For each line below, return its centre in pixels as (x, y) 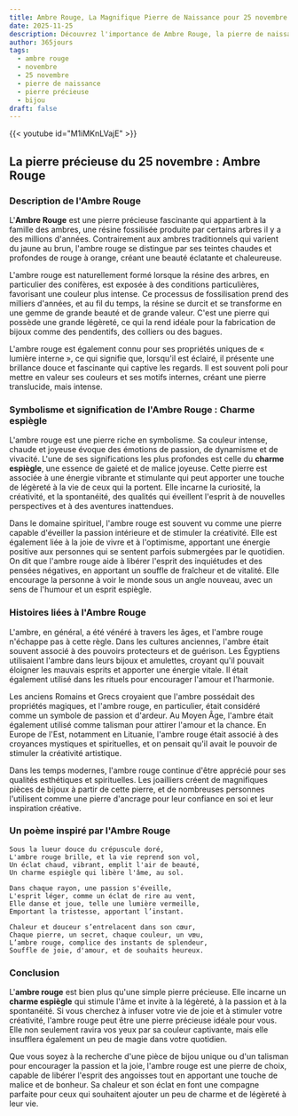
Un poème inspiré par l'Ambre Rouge (90, 831)
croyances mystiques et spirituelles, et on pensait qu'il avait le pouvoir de (143, 744)
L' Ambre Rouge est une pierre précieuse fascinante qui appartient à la (138, 219)
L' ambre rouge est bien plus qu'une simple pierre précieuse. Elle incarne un (148, 992)
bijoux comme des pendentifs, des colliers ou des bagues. (116, 331)
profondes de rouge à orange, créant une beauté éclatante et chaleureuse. (145, 258)
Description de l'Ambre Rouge (75, 201)
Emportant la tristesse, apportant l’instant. (97, 912)
